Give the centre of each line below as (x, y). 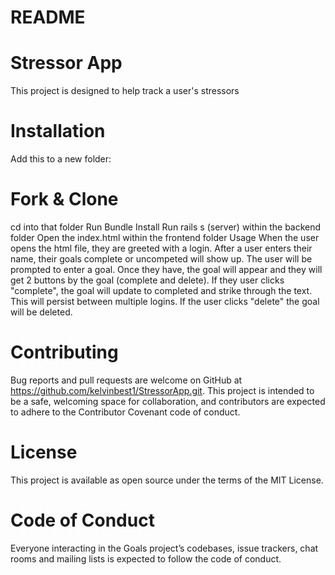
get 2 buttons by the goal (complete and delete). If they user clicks (147, 280)
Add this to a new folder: (61, 159)
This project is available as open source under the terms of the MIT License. (167, 480)
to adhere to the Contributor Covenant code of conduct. (125, 412)
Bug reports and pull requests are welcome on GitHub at (126, 380)
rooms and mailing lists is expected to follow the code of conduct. (146, 558)
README (48, 17)
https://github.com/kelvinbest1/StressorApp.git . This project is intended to (162, 390)
